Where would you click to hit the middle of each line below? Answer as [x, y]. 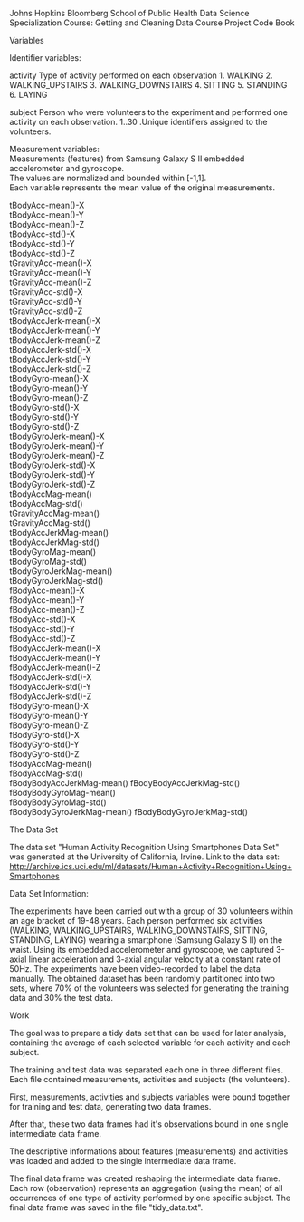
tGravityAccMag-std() [50, 523]
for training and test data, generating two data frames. [110, 1106]
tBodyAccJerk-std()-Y [50, 359]
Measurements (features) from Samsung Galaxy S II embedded [127, 159]
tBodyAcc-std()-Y [42, 243]
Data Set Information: [49, 893]
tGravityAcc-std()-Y [46, 301]
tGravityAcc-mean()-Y [51, 272]
